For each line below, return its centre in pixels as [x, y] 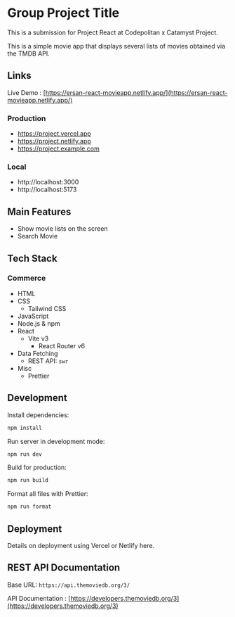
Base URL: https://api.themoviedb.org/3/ [69, 585]
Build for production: [37, 467]
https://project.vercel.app [54, 134]
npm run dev [25, 454]
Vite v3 [38, 338]
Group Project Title [63, 13]
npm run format [29, 507]
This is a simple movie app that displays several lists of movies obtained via [116, 46]
